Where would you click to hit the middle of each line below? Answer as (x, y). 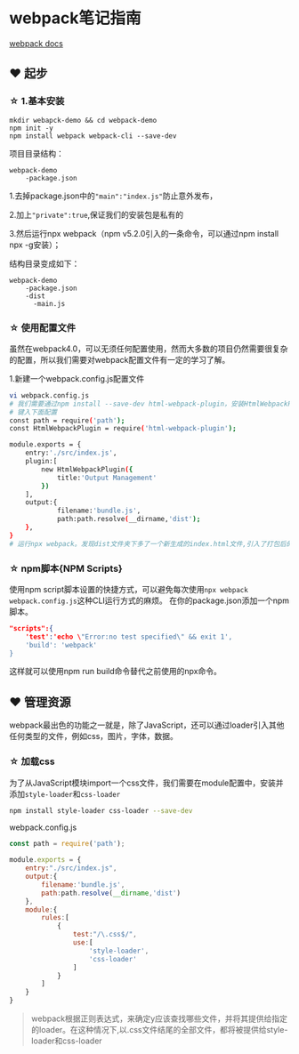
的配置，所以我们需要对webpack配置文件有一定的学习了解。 (120, 359)
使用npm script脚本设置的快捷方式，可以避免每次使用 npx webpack (129, 589)
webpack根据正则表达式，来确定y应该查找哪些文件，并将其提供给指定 (159, 1018)
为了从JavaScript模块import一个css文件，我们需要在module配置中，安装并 (146, 783)
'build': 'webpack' (61, 645)
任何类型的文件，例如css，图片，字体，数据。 (93, 736)
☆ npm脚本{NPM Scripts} (66, 568)
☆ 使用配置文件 (43, 327)
